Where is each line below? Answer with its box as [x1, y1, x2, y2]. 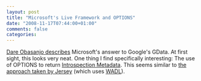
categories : [6, 32, 37, 38]
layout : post [6, 9, 40, 15]
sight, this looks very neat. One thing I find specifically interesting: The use [6, 55, 195, 62]
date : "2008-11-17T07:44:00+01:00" [6, 20, 97, 26]
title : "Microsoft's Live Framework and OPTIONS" [6, 15, 136, 21]
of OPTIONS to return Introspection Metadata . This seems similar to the [6, 62, 187, 69]
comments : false [6, 26, 48, 32]
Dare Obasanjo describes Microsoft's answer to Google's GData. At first [6, 48, 188, 55]
